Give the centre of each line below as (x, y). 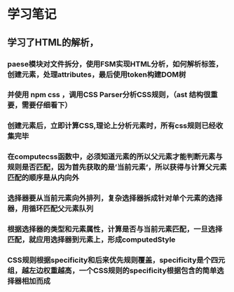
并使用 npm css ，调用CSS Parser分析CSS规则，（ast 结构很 (109, 95)
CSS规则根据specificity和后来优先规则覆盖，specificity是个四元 (116, 261)
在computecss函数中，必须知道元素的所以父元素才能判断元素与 (115, 156)
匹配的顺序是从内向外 (43, 177)
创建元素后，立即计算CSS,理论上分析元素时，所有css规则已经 (111, 126)
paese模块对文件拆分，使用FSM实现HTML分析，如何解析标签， (115, 64)
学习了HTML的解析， (53, 42)
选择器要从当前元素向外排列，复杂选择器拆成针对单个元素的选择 (115, 198)
